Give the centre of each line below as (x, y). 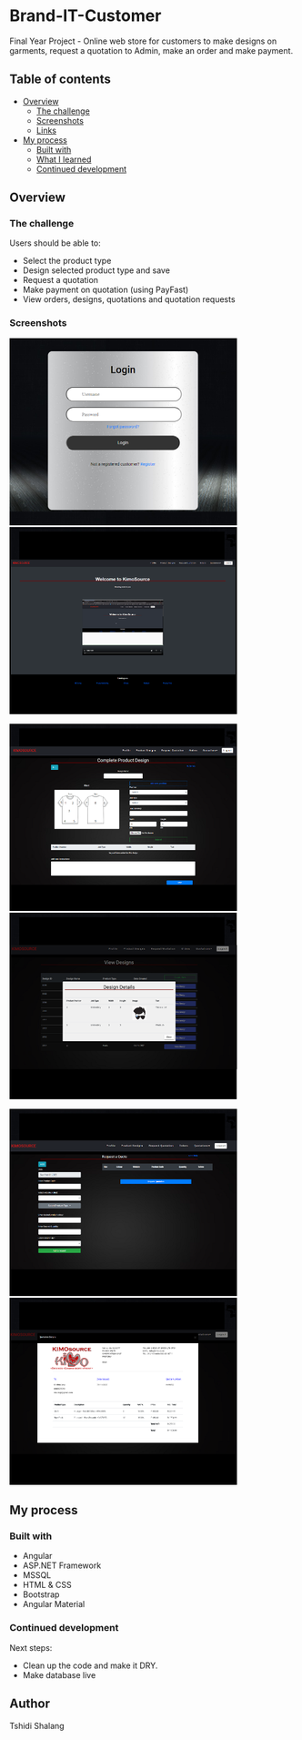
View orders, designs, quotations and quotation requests (129, 299)
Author (30, 1704)
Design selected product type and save (96, 270)
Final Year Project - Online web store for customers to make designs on (143, 41)
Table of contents (60, 80)
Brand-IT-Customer (86, 16)
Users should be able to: (55, 243)
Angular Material (54, 1604)
